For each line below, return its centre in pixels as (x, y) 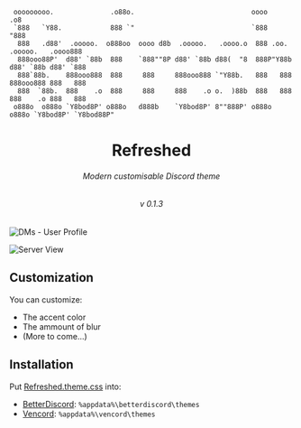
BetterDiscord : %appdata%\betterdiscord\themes (111, 404)
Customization (52, 278)
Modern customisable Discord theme (151, 176)
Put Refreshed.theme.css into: (65, 386)
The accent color (54, 317)
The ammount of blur (62, 326)
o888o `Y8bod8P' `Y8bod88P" (62, 115)
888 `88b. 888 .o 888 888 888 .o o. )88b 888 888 (155, 91)
